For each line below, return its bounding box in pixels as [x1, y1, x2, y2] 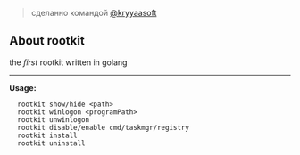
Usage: [9, 82, 37, 93]
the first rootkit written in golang [9, 57, 128, 68]
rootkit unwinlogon [17, 115, 90, 124]
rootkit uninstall [17, 138, 87, 148]
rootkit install [17, 131, 78, 140]
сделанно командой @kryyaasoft [30, 8, 157, 18]
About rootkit [9, 33, 85, 48]
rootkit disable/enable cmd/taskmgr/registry [17, 123, 190, 132]
